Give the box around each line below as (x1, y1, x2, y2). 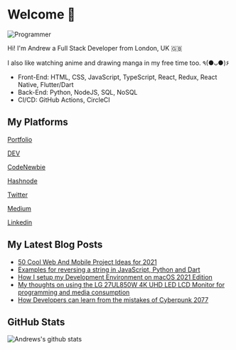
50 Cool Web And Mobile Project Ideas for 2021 (17, 257, 158, 266)
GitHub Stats (7, 316, 65, 328)
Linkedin (7, 217, 33, 227)
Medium (7, 204, 32, 212)
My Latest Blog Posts (7, 239, 103, 251)
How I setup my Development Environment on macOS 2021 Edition (17, 272, 213, 281)
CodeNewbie (7, 163, 46, 171)
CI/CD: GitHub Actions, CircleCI (17, 96, 110, 104)
